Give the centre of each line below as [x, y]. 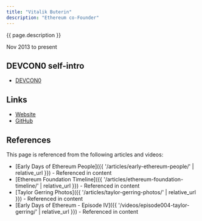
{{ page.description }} [34, 35]
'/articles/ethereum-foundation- [143, 179]
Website [26, 114]
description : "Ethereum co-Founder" [53, 18]
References [29, 140]
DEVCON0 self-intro [45, 65]
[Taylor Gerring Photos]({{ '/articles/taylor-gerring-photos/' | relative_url [106, 192]
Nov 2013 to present [32, 47]
